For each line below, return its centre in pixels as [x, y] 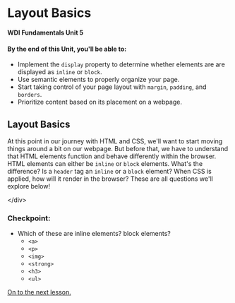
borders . [30, 95]
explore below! [29, 186]
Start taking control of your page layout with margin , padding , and [112, 87]
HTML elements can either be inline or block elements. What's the [105, 163]
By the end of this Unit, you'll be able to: [67, 49]
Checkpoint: [29, 218]
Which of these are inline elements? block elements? [94, 234]
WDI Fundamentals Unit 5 [46, 32]
